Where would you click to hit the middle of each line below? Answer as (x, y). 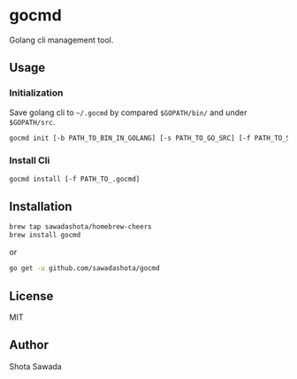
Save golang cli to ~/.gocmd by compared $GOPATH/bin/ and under (128, 112)
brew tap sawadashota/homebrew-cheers (80, 227)
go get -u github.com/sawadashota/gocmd (85, 268)
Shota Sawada (35, 366)
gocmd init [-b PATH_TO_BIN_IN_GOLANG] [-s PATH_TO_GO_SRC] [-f (130, 138)
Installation (41, 207)
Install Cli (30, 160)
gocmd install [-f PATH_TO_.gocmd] (75, 179)
